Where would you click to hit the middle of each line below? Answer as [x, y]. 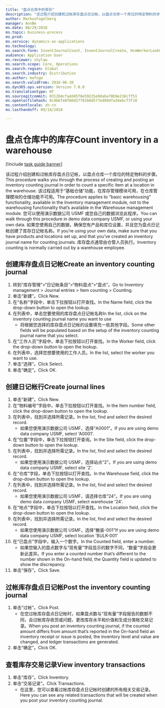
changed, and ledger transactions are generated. [69, 642]
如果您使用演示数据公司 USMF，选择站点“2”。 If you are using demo [88, 462]
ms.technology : [21, 46]
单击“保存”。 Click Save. [36, 570]
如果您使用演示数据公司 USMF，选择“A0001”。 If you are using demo [89, 428]
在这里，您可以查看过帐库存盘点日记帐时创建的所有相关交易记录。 [86, 690]
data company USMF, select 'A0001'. [57, 434]
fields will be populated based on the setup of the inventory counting [90, 330]
